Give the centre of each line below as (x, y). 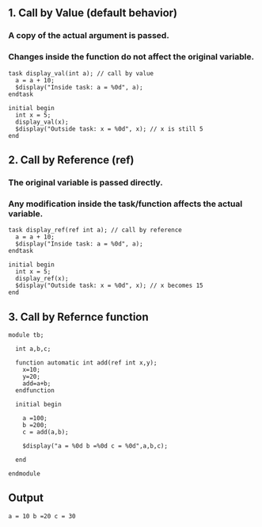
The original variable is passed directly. (86, 182)
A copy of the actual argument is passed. (89, 36)
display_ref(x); (42, 279)
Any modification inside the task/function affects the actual (125, 204)
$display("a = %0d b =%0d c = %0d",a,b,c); (95, 446)
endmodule (25, 474)
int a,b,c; (33, 349)
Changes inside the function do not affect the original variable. (131, 57)
